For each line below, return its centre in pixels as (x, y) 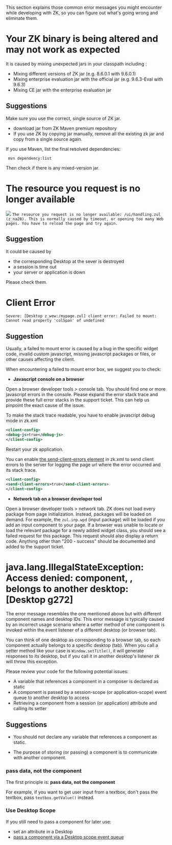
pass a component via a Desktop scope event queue (68, 837)
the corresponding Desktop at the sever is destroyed (69, 261)
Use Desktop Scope (31, 810)
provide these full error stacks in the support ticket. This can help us (78, 400)
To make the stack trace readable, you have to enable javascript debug (80, 415)
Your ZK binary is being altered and (82, 39)
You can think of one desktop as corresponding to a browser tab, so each (83, 640)
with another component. (40, 758)
